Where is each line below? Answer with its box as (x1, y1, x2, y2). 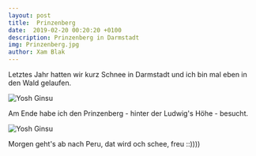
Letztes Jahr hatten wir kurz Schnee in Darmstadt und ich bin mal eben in (8, 70, 247, 79)
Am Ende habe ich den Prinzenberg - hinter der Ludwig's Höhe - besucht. (8, 109, 249, 118)
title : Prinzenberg (8, 19, 77, 27)
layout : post (8, 11, 51, 20)
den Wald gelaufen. (8, 78, 72, 87)
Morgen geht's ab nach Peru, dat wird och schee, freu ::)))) (8, 139, 201, 148)
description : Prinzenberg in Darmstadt (8, 33, 140, 42)
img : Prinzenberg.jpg (8, 41, 80, 49)
